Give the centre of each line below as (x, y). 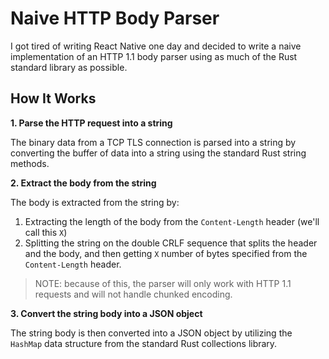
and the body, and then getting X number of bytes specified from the (166, 253)
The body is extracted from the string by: (95, 202)
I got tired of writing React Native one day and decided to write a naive (156, 46)
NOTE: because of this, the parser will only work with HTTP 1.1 (163, 283)
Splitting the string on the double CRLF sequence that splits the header (171, 243)
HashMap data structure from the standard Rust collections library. (144, 343)
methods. (30, 163)
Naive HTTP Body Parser (115, 18)
